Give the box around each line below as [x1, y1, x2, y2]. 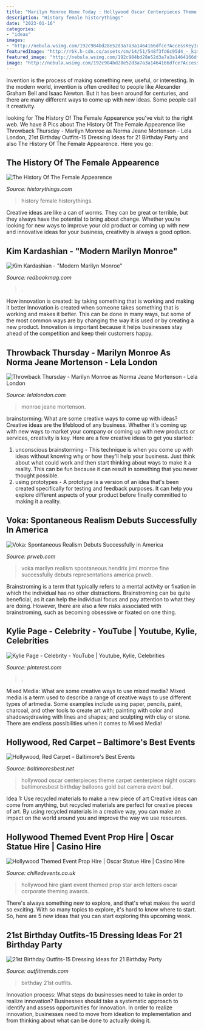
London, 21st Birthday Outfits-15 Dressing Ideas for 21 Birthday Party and [6, 133, 189, 140]
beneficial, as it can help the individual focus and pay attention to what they [6, 595, 195, 603]
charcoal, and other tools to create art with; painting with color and [6, 707, 174, 714]
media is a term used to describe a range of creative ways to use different [6, 694, 191, 701]
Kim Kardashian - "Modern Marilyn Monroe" [6, 246, 178, 256]
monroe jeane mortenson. [21, 403, 86, 410]
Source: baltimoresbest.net [6, 765, 75, 772]
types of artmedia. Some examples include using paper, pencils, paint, [6, 700, 182, 707]
